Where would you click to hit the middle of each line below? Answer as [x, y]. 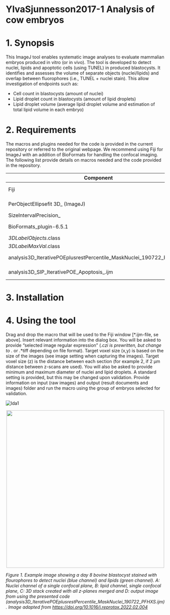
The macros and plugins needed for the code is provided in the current [79, 144]
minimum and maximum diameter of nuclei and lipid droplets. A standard [81, 372]
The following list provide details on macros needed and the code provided [84, 160]
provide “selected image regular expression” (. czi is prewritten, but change [84, 345]
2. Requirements [41, 130]
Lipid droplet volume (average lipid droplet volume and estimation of [84, 104]
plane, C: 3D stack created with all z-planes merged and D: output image [82, 591]
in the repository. [23, 165]
